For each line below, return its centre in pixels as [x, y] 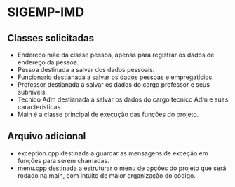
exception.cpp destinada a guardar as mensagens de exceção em [113, 153]
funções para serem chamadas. [63, 160]
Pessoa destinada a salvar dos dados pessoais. [86, 70]
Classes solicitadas [51, 38]
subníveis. [32, 92]
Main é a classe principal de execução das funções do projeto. [108, 114]
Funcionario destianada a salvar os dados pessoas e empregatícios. [115, 77]
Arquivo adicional [47, 136]
